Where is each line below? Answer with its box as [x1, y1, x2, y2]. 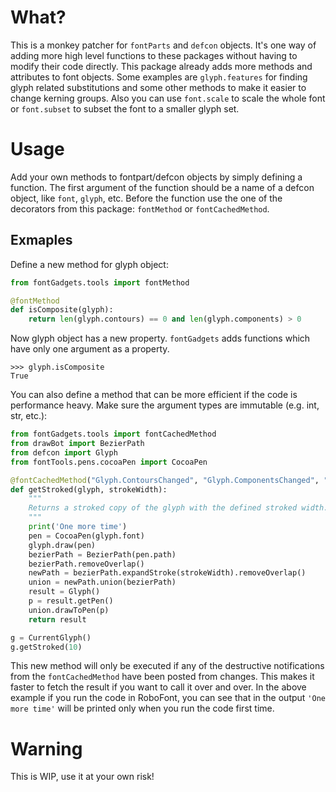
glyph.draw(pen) [28, 540, 97, 550]
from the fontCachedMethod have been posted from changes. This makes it [10, 671, 315, 683]
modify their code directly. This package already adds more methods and [10, 60, 313, 72]
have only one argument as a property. [10, 343, 170, 355]
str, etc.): [10, 410, 48, 422]
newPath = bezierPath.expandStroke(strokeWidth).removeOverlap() [28, 568, 307, 578]
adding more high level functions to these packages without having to [10, 49, 298, 61]
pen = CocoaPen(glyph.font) [28, 531, 145, 541]
